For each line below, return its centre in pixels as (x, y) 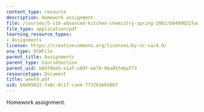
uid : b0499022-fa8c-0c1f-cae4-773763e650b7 (62, 85)
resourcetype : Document (36, 74)
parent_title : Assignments (40, 57)
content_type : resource (36, 12)
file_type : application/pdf (42, 29)
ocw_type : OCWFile (29, 51)
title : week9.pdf (28, 79)
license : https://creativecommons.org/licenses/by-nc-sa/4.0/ (87, 46)
